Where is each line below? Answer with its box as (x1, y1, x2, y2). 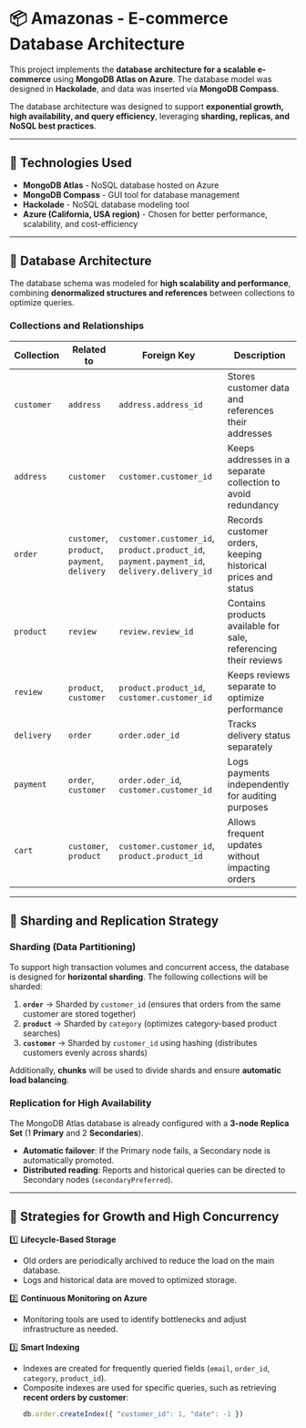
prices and (227, 570, 273, 583)
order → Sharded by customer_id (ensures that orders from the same (22, 999, 281, 1009)
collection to (227, 476, 280, 489)
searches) (22, 1028, 61, 1039)
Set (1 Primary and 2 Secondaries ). (9, 1127, 144, 1138)
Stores (227, 369, 256, 382)
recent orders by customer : (22, 1392, 129, 1402)
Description (233, 348, 286, 361)
